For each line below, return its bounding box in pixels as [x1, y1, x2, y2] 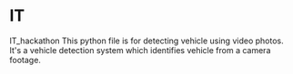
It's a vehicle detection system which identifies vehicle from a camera [9, 44, 271, 55]
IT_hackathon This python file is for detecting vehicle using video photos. [9, 35, 284, 46]
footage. [9, 54, 41, 65]
